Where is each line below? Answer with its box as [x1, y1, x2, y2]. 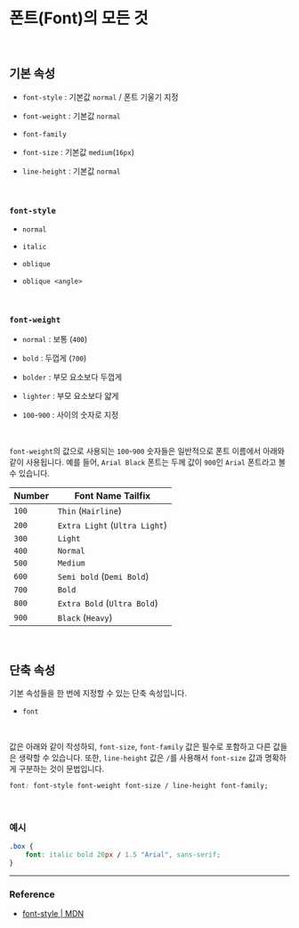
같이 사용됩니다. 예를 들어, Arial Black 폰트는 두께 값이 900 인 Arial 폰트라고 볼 [9, 457, 287, 468]
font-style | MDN [21, 908, 85, 919]
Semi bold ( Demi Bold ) [57, 571, 149, 583]
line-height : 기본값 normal [21, 166, 121, 176]
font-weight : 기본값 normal [21, 110, 121, 121]
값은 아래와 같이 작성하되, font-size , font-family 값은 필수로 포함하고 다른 [9, 741, 271, 753]
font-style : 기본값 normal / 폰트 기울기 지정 [21, 91, 179, 102]
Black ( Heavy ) [57, 612, 113, 624]
